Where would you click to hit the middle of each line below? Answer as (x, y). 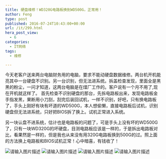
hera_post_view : (22, 33)
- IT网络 (18, 47)
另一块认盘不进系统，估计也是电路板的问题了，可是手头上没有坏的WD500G (82, 122)
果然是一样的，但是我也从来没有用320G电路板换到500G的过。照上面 (88, 135)
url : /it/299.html (24, 28)
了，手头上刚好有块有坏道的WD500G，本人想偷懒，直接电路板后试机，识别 (82, 106)
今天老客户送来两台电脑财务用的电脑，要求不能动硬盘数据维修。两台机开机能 (83, 75)
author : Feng (19, 14)
